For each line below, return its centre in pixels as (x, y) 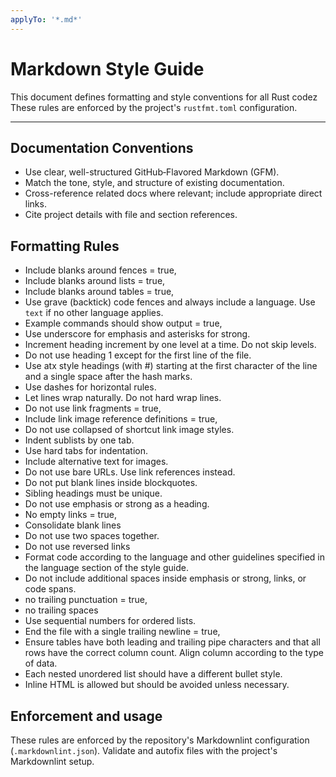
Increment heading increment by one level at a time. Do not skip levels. (170, 345)
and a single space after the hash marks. (108, 377)
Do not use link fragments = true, (93, 408)
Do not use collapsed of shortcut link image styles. (129, 430)
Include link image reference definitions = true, (121, 419)
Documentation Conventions (102, 147)
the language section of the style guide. (106, 568)
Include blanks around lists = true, (95, 281)
